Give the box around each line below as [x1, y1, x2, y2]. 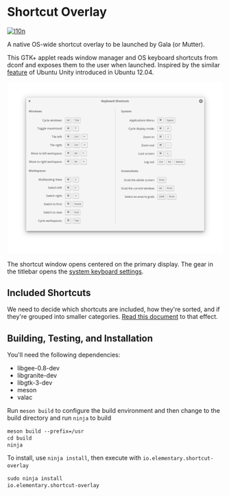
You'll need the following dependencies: [7, 351, 121, 359]
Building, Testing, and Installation [7, 332, 153, 344]
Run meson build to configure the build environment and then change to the [7, 407, 221, 415]
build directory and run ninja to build [7, 414, 112, 422]
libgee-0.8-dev [16, 364, 60, 372]
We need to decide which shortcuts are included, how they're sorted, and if [7, 305, 221, 313]
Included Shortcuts [7, 287, 91, 299]
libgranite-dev [16, 372, 57, 380]
